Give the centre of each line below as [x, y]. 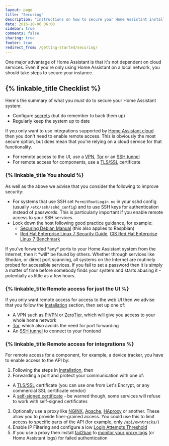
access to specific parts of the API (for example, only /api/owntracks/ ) [86, 422]
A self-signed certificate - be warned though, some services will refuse [87, 396]
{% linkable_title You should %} [45, 175]
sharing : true [20, 38]
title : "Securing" [24, 15]
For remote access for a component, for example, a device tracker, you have [84, 355]
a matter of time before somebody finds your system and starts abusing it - [83, 270]
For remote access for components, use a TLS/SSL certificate [76, 162]
